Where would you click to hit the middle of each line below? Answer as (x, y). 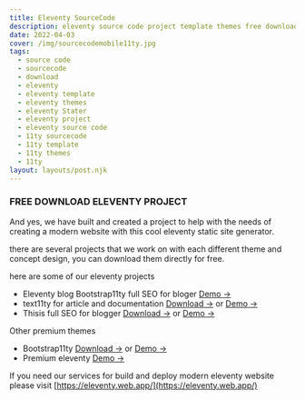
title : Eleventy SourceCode (63, 18)
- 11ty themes (44, 153)
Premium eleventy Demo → (74, 358)
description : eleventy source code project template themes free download (154, 26)
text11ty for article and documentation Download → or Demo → (140, 303)
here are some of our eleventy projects (82, 276)
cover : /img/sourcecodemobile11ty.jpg (83, 43)
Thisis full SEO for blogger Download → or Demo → (118, 313)
